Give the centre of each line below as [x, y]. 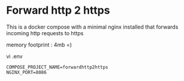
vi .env [14, 56]
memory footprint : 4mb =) [39, 45]
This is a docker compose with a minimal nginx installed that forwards [92, 27]
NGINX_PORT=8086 [26, 72]
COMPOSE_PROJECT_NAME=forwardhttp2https [58, 67]
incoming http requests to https [45, 33]
